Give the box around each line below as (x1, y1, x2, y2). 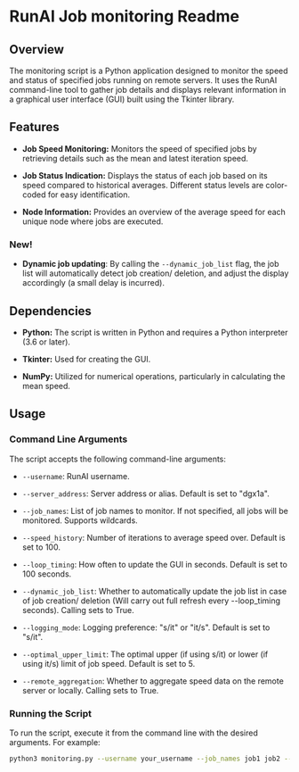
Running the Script (9, 707, 92, 719)
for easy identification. (47, 189, 131, 200)
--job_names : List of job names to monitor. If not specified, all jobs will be (21, 505, 289, 516)
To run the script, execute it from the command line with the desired (9, 727, 258, 738)
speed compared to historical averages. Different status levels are (21, 179, 264, 190)
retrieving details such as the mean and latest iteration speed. (21, 153, 249, 163)
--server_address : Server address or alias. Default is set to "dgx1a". (21, 488, 270, 499)
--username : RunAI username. (21, 470, 131, 481)
